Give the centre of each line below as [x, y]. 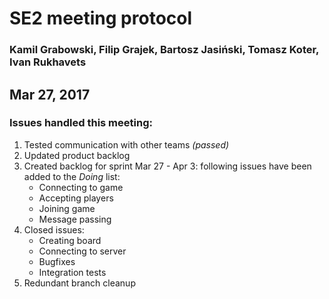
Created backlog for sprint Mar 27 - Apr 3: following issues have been [167, 166]
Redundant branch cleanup [79, 283]
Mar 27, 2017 [50, 94]
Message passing [75, 219]
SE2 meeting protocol [101, 18]
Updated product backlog [77, 155]
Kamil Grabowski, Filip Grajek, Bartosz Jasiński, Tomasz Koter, [164, 50]
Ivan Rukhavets [48, 62]
